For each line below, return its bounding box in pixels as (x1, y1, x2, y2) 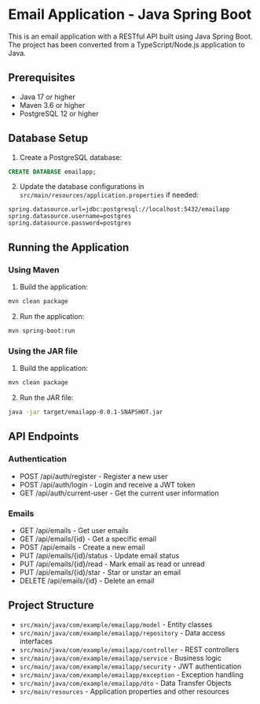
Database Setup (8, 132, 89, 145)
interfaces (19, 636, 53, 646)
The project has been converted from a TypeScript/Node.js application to (8, 39, 245, 49)
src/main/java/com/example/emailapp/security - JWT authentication (19, 661, 242, 671)
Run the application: (19, 312, 85, 321)
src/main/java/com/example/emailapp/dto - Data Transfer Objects (19, 678, 232, 687)
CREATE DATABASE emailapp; (8, 168, 97, 176)
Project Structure (8, 598, 94, 612)
